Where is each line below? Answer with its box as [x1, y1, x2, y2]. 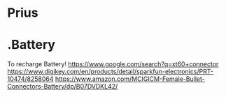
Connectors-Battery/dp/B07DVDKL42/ [7, 82, 118, 91]
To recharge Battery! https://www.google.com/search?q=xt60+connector [7, 60, 219, 68]
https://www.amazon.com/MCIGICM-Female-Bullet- [55, 75, 205, 83]
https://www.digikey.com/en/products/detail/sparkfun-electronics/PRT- [7, 68, 213, 76]
